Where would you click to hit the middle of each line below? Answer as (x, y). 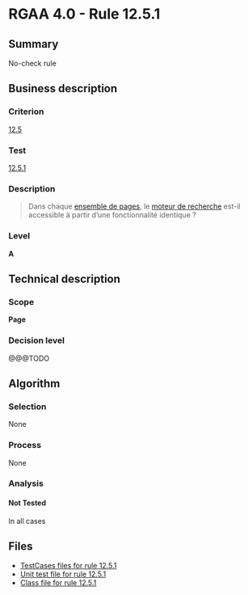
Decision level (36, 340)
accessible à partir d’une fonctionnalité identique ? (112, 215)
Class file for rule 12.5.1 (58, 583)
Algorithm (34, 384)
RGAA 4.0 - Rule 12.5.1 (84, 14)
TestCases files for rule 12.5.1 (68, 566)
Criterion (26, 112)
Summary (34, 44)
